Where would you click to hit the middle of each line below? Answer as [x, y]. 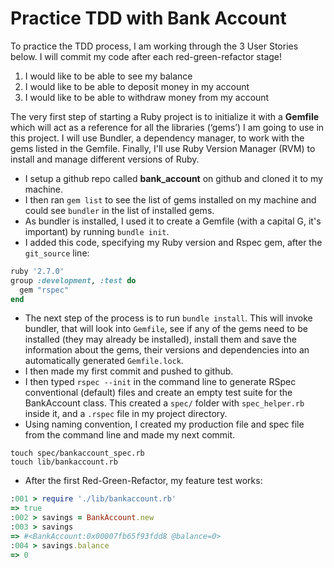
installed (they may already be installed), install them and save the [160, 339]
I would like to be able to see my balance [108, 76]
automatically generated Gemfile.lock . [104, 361]
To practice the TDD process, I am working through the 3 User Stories [154, 46]
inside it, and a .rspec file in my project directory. [126, 414]
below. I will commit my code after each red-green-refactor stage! [146, 56]
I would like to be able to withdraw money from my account [147, 97]
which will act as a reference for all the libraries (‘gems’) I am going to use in [167, 127]
